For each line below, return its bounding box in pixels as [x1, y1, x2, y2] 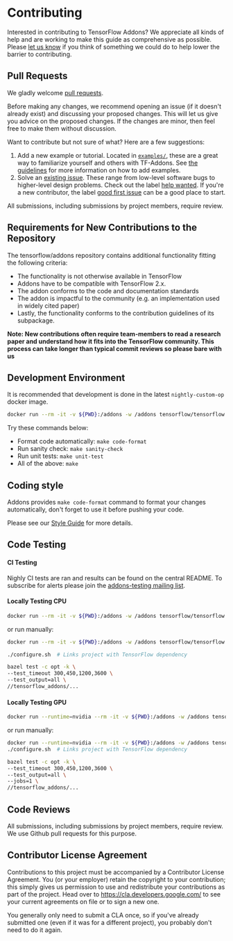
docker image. [7, 398, 49, 406]
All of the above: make [17, 459, 78, 468]
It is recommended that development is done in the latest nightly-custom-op [7, 391, 225, 399]
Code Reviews [7, 803, 71, 815]
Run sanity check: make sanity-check [17, 445, 123, 453]
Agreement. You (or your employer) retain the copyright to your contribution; [7, 875, 226, 883]
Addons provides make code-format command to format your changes [7, 498, 207, 507]
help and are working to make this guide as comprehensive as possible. [7, 35, 212, 43]
